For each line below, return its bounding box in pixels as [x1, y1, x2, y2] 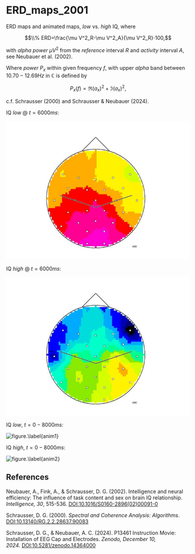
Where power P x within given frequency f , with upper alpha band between [6, 64, 186, 73]
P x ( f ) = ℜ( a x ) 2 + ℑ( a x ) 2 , [69, 84, 127, 93]
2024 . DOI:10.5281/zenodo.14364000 [6, 542, 96, 549]
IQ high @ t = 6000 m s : [6, 265, 61, 272]
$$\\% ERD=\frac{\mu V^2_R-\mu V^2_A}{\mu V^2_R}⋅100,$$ [24, 34, 172, 41]
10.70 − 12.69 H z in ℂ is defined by [6, 72, 88, 79]
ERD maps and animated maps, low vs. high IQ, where [6, 23, 136, 30]
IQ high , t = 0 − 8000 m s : [6, 444, 66, 451]
